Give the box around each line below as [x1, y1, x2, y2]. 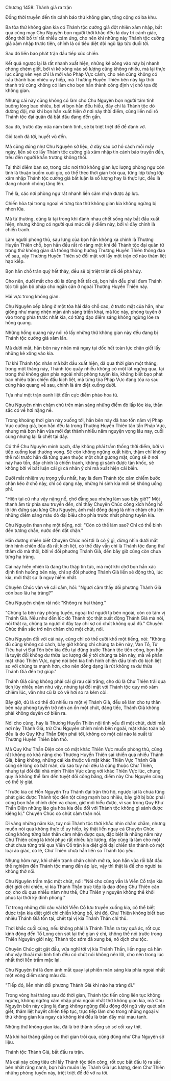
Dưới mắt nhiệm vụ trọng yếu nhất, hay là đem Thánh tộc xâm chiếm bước [5, 475, 161, 481]
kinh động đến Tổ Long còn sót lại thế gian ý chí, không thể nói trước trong [5, 931, 162, 937]
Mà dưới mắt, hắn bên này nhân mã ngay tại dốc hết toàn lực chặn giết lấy [5, 345, 161, 351]
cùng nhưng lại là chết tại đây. [5, 433, 69, 439]
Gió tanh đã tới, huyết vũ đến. [5, 134, 67, 140]
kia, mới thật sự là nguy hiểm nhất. [5, 575, 78, 580]
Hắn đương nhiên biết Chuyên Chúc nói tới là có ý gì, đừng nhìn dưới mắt [5, 537, 158, 543]
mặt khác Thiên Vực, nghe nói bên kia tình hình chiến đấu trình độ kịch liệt [5, 657, 161, 664]
